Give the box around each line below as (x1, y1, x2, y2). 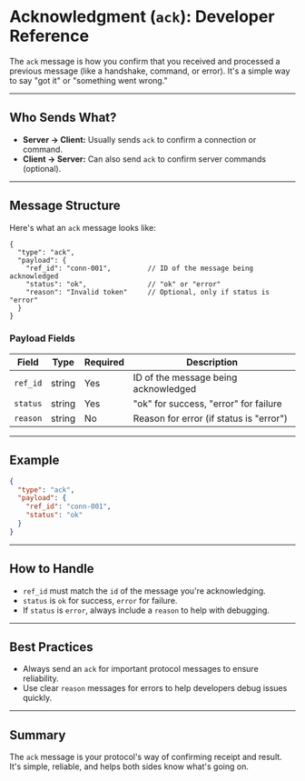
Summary (9, 727, 66, 743)
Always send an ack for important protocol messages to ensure (22, 664, 259, 675)
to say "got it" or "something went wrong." (9, 75, 168, 85)
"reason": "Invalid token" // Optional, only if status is (25, 287, 271, 296)
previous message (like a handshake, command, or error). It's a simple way (9, 65, 290, 76)
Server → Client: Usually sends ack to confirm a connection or (22, 134, 257, 145)
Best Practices (9, 639, 93, 655)
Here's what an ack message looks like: (9, 222, 156, 233)
